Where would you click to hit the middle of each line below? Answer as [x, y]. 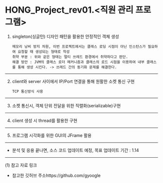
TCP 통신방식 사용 [28, 91]
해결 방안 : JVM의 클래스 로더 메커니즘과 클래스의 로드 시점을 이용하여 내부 [78, 62]
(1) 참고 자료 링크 [21, 165]
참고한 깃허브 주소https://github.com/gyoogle [56, 175]
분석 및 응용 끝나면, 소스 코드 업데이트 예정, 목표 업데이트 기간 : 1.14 [75, 150]
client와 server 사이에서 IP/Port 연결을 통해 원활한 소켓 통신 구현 [73, 81]
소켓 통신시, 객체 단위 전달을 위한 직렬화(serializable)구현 [66, 105]
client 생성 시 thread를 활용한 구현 [45, 120]
